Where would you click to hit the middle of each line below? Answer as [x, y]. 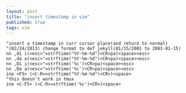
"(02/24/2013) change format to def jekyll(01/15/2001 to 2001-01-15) [94, 49]
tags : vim [18, 28]
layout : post [22, 11]
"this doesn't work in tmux [40, 79]
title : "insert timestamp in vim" [48, 17]
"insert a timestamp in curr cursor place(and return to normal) [87, 44]
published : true [26, 22]
